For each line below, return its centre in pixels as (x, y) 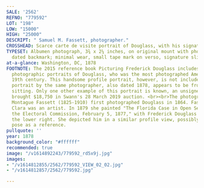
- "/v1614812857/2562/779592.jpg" (50, 170)
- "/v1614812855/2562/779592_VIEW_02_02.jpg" (65, 165)
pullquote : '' (24, 131)
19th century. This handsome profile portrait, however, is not (95, 80)
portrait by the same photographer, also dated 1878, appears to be (100, 86)
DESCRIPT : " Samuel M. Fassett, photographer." (68, 40)
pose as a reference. (39, 125)
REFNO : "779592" (27, 18)
